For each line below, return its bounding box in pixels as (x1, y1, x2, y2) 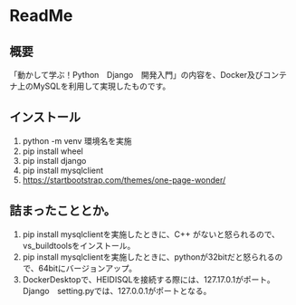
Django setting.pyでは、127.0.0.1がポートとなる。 (22, 285, 212, 296)
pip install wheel (22, 146, 83, 157)
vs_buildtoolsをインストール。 (22, 240, 136, 251)
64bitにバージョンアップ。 (38, 262, 138, 273)
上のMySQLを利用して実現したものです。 (16, 81, 171, 91)
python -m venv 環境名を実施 (22, 135, 132, 146)
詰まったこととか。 (9, 203, 116, 218)
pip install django (22, 155, 87, 166)
